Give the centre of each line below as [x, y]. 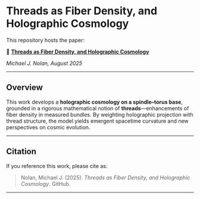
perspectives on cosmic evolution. [48, 127]
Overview [25, 88]
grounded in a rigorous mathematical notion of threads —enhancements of [98, 108]
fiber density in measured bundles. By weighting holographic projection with [100, 114]
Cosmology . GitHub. [46, 184]
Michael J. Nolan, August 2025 [44, 63]
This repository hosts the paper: [46, 40]
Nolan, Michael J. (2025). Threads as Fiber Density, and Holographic [105, 178]
